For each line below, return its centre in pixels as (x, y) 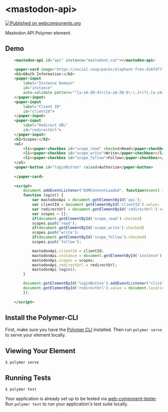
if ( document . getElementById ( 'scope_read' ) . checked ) (87, 219)
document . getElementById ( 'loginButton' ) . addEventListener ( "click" (94, 284)
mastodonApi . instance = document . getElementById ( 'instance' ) (97, 255)
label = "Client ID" (42, 106)
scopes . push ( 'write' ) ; (55, 233)
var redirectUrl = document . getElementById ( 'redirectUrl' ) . (96, 209)
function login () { (43, 195)
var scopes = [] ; (50, 214)
